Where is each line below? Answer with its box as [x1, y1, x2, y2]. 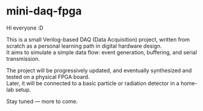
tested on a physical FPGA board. [6, 73, 90, 80]
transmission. [6, 55, 40, 62]
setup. [15, 86, 32, 93]
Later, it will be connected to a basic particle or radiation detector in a [6, 80, 180, 87]
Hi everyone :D [6, 24, 44, 31]
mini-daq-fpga [6, 4, 82, 18]
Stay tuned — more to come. [6, 98, 78, 105]
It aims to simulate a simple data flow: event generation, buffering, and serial [6, 48, 197, 55]
